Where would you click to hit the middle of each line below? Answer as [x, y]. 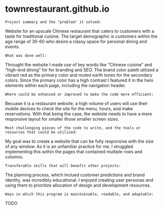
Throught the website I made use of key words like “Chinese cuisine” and [79, 64]
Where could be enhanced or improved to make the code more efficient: [79, 94]
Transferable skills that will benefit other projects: [63, 166]
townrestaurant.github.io [57, 9]
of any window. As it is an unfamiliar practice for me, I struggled [69, 146]
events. [12, 46]
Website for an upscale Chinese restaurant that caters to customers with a [80, 31]
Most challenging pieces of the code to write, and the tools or [73, 128]
